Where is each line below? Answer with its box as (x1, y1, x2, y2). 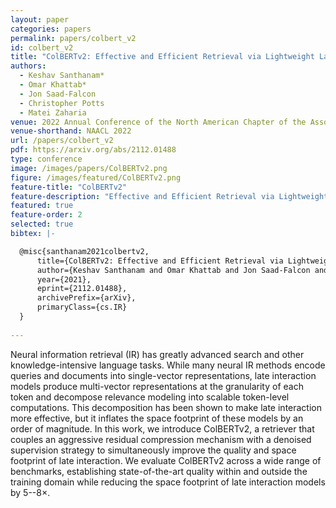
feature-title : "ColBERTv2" (10, 182, 128, 192)
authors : (10, 61, 47, 71)
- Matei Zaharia (19, 107, 87, 118)
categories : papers (10, 24, 92, 34)
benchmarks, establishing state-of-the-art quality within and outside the (10, 465, 308, 477)
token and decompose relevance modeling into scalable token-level (10, 391, 290, 403)
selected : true (10, 219, 74, 230)
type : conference (10, 154, 83, 164)
